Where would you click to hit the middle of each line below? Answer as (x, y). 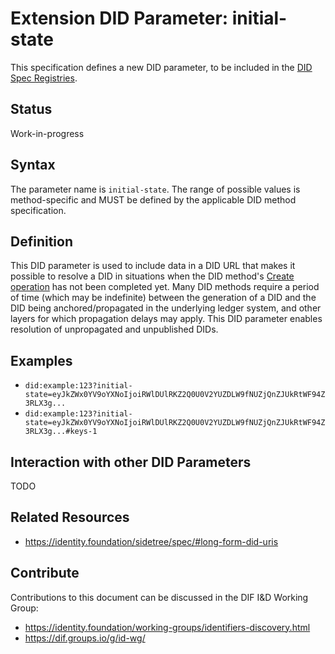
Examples (41, 360)
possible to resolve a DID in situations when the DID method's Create (152, 276)
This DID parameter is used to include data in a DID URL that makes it (153, 266)
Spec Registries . (44, 78)
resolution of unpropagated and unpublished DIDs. (114, 329)
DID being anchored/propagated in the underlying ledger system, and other (166, 308)
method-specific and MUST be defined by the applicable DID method (153, 199)
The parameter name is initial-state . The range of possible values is (155, 189)
